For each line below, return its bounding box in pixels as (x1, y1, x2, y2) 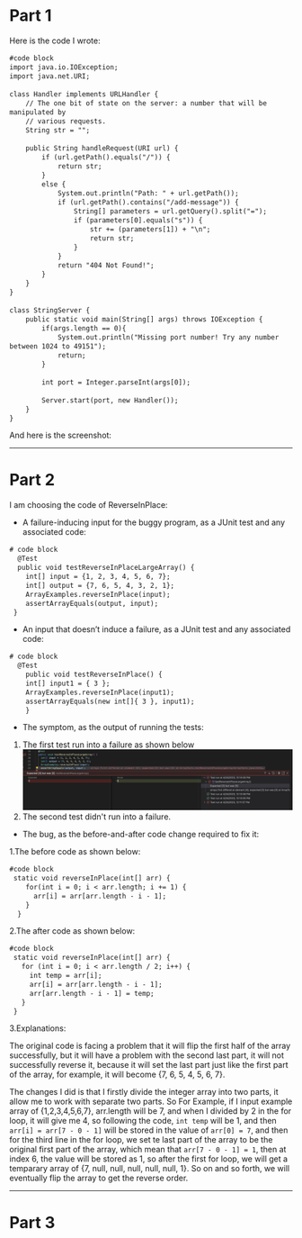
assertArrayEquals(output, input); (25, 599, 159, 608)
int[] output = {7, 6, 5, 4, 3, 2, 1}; (25, 581, 175, 590)
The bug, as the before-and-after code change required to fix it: (22, 828, 260, 839)
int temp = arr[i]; (29, 971, 102, 980)
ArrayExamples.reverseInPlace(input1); (25, 688, 175, 697)
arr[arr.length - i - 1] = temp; (29, 989, 155, 998)
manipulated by (9, 107, 67, 117)
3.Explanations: (9, 1023, 67, 1034)
